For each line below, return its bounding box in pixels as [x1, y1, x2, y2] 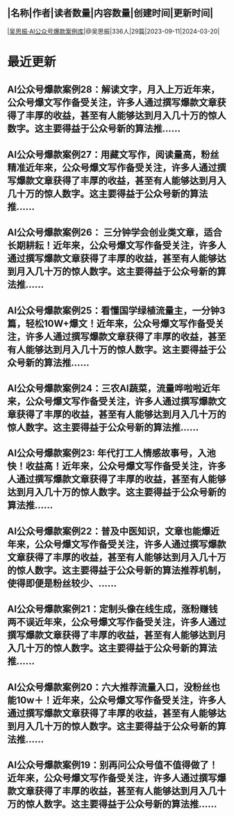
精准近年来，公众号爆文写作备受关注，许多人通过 [7, 161, 217, 173]
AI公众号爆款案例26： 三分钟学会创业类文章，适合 [7, 227, 222, 238]
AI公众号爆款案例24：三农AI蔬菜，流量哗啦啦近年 [7, 382, 221, 394]
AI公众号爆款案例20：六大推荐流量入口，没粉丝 [7, 681, 211, 693]
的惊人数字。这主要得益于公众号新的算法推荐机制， [7, 564, 226, 576]
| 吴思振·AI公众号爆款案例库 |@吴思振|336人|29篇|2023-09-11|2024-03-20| [7, 27, 220, 35]
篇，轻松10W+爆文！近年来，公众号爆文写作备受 [7, 318, 215, 329]
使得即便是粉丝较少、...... [7, 577, 117, 589]
